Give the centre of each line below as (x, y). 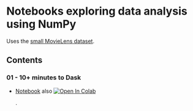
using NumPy (41, 24)
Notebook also (34, 91)
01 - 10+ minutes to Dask (44, 77)
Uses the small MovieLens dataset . (51, 41)
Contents (25, 60)
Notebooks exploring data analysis (97, 11)
